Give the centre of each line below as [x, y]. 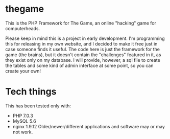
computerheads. [23, 28]
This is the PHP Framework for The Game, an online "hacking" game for [81, 23]
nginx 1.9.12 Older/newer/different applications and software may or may [89, 126]
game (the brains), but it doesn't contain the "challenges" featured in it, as [83, 55]
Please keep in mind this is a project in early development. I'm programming [85, 38]
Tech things [31, 92]
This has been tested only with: [38, 106]
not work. [23, 132]
